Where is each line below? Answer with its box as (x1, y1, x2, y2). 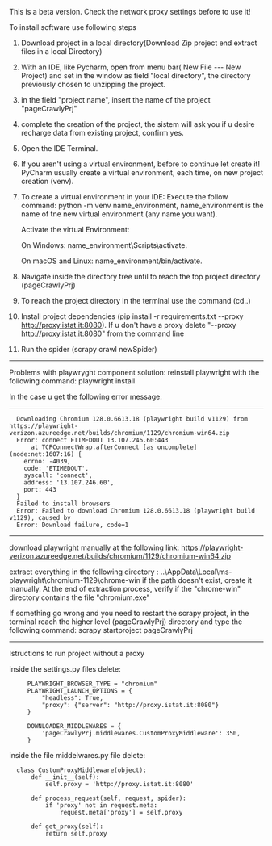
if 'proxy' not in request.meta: (44, 802, 158, 810)
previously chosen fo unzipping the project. (20, 80, 166, 89)
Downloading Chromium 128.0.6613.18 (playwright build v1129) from (16, 415, 249, 423)
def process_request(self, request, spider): (30, 794, 186, 802)
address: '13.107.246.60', (23, 479, 115, 487)
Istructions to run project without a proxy (9, 649, 144, 658)
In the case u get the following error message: (9, 392, 162, 401)
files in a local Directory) (20, 47, 103, 56)
